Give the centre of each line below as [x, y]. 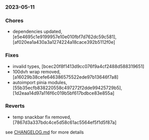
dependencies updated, [37, 32]
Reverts [15, 106]
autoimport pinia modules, [40, 82]
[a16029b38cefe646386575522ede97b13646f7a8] [65, 77]
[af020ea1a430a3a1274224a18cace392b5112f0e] [64, 42]
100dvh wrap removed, [36, 72]
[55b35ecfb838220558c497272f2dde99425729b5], [67, 88]
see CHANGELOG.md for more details [45, 132]
